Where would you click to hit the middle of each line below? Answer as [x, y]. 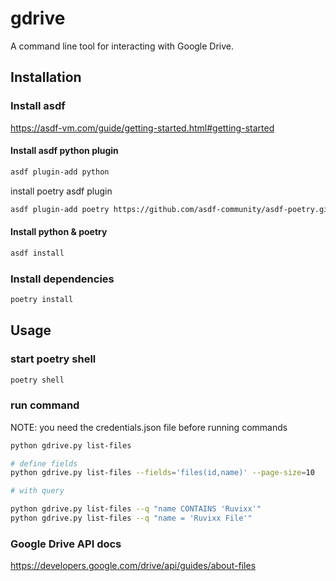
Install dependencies [62, 279]
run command [45, 405]
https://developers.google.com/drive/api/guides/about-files [133, 566]
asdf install [37, 253]
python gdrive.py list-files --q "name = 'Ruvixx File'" [131, 518]
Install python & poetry [59, 232]
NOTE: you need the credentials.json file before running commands [149, 427]
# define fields [44, 463]
